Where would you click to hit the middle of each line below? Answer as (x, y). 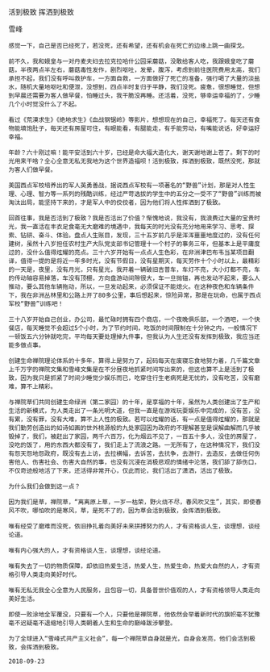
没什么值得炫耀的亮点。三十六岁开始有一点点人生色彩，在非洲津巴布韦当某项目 (137, 253)
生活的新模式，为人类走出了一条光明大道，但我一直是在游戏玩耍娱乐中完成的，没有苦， (131, 411)
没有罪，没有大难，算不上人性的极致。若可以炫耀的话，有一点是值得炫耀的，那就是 (143, 419)
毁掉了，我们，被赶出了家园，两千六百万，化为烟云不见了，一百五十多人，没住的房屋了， (134, 436)
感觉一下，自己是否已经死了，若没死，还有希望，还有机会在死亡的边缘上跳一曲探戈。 (128, 46)
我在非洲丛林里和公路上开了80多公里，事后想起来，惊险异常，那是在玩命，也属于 (135, 295)
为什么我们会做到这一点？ (44, 486)
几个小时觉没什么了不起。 (44, 104)
